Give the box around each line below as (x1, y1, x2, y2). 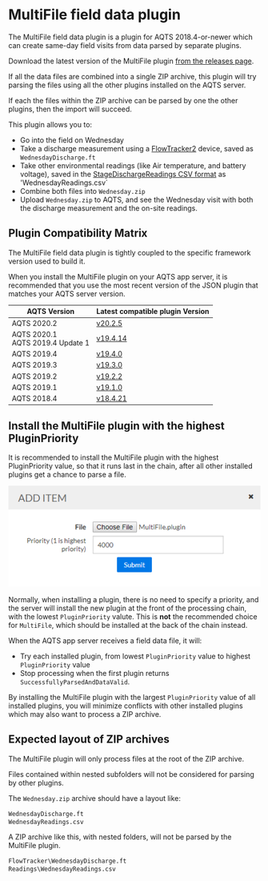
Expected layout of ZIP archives (8, 733, 170, 746)
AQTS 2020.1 (11, 329, 58, 339)
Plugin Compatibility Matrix (8, 227, 148, 240)
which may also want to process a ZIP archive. (8, 709, 162, 718)
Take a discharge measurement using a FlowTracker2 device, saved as (19, 143, 254, 153)
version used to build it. (8, 256, 86, 266)
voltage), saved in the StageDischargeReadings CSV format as (19, 169, 226, 179)
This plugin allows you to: (8, 119, 93, 129)
